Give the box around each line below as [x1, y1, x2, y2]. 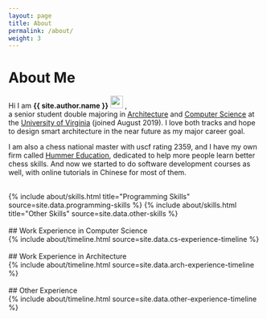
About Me [8, 69, 76, 87]
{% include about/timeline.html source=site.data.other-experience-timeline [8, 294, 257, 304]
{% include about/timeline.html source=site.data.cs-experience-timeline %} [8, 235, 260, 244]
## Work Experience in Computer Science [8, 226, 148, 235]
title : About [8, 19, 52, 27]
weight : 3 [8, 34, 42, 43]
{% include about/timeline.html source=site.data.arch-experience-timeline [8, 260, 255, 270]
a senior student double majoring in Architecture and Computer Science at [8, 109, 255, 119]
